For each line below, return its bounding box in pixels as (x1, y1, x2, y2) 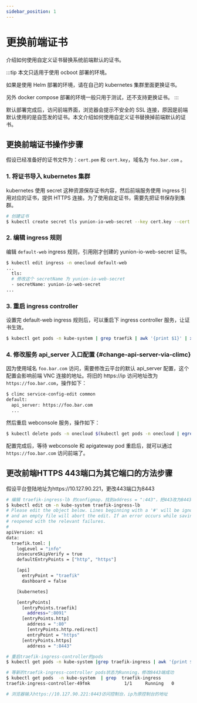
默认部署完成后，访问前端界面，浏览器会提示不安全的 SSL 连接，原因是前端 (6, 106, 188, 113)
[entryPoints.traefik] (21, 605, 77, 611)
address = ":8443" (27, 643, 72, 649)
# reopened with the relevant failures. (6, 519, 107, 525)
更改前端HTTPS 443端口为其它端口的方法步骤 (6, 468, 173, 478)
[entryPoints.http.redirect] (27, 627, 98, 633)
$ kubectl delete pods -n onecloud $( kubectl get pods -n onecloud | (6, 431, 180, 437)
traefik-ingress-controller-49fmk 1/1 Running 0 (6, 681, 175, 687)
